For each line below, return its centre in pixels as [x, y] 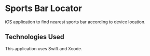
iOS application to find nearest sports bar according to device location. [75, 22]
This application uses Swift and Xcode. [44, 48]
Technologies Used [34, 37]
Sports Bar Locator [43, 8]
